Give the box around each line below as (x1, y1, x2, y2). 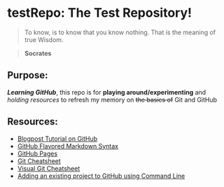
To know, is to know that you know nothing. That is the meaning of (24, 28, 216, 36)
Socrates (24, 49, 52, 57)
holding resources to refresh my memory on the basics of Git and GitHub (7, 95, 218, 104)
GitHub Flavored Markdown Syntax (17, 141, 119, 150)
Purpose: (7, 69, 48, 81)
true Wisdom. (24, 35, 64, 43)
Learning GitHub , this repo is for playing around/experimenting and (7, 88, 206, 96)
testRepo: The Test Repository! (7, 5, 192, 21)
